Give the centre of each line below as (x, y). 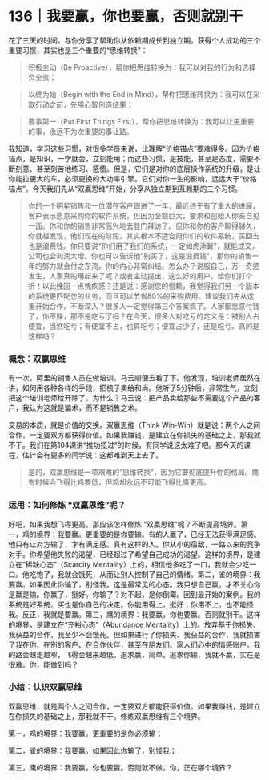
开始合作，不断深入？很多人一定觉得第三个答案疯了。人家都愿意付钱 (147, 306)
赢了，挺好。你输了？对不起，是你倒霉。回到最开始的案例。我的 (155, 594)
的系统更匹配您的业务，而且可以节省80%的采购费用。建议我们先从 (138, 296)
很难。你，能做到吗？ (43, 664)
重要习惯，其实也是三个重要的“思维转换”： (78, 50)
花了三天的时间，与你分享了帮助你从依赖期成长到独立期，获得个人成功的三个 (134, 40)
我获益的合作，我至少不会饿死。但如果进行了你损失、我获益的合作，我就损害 (134, 634)
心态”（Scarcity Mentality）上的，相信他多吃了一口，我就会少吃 (145, 564)
